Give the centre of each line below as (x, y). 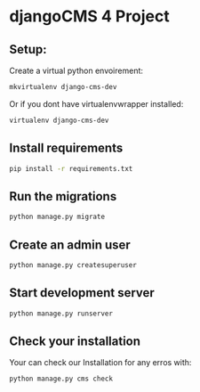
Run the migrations (63, 196)
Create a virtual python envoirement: (76, 70)
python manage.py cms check (61, 379)
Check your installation (75, 341)
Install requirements (66, 148)
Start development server (82, 293)
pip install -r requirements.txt (71, 168)
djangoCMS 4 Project (90, 16)
